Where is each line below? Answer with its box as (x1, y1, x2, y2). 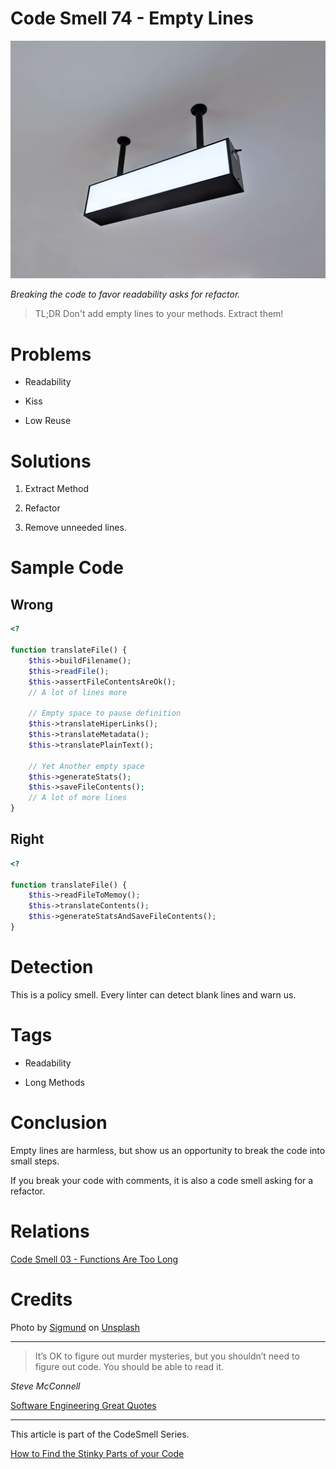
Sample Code (10, 557, 124, 579)
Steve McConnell (10, 1380, 81, 1392)
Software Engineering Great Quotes (10, 1399, 157, 1411)
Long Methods (24, 1076, 85, 1088)
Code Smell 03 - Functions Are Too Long (10, 1253, 179, 1265)
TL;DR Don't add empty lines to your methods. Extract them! (34, 308, 284, 320)
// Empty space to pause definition (28, 708, 182, 719)
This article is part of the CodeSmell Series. (10, 1428, 190, 1440)
